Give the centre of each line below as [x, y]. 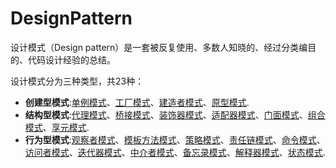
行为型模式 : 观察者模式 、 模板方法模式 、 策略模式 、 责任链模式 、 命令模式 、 [175, 139]
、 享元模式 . [66, 127]
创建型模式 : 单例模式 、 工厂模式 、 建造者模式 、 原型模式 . [137, 102]
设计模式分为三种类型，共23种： [77, 81]
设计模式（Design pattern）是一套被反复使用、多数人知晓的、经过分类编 [159, 47]
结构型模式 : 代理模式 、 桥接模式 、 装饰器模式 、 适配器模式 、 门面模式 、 [166, 114]
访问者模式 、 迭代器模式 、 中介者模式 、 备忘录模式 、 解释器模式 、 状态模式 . [175, 152]
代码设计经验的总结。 [71, 59]
